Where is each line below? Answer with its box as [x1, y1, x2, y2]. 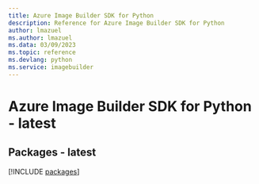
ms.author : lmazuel [8, 33, 73, 42]
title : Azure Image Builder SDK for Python [8, 11, 154, 20]
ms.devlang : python [8, 56, 73, 64]
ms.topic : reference [8, 48, 77, 56]
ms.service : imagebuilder [8, 63, 93, 71]
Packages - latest [8, 146, 97, 159]
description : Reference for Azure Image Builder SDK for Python [8, 19, 225, 27]
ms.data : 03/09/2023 [8, 41, 77, 49]
